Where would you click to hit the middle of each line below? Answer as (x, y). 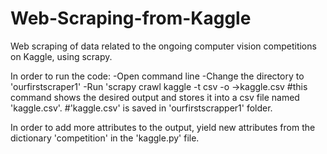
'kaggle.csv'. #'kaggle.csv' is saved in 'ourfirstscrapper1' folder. (141, 108)
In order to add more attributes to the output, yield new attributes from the (163, 127)
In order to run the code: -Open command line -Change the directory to (157, 76)
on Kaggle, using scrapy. (61, 56)
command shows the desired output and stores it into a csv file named (155, 97)
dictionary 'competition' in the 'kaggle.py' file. (105, 138)
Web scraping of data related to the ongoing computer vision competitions (163, 46)
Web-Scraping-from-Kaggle (131, 18)
